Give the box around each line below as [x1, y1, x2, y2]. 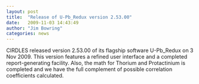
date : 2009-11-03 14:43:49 [6, 20, 79, 25]
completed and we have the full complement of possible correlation [6, 66, 173, 73]
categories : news [6, 31, 50, 37]
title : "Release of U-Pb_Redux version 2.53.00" [6, 14, 133, 20]
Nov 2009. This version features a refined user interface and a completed [6, 53, 188, 60]
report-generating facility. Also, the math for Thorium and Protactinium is [6, 60, 186, 67]
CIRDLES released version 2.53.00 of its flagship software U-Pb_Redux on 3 [6, 47, 194, 54]
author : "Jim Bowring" [6, 25, 63, 31]
